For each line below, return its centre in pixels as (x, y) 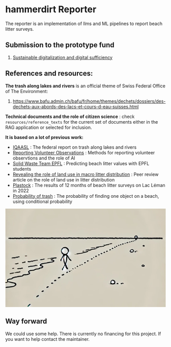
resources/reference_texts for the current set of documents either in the (82, 122)
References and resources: (49, 73)
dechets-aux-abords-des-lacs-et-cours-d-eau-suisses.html (76, 106)
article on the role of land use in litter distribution (64, 179)
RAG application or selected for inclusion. (49, 127)
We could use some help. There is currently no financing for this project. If (83, 334)
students (22, 169)
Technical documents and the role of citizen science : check (70, 117)
